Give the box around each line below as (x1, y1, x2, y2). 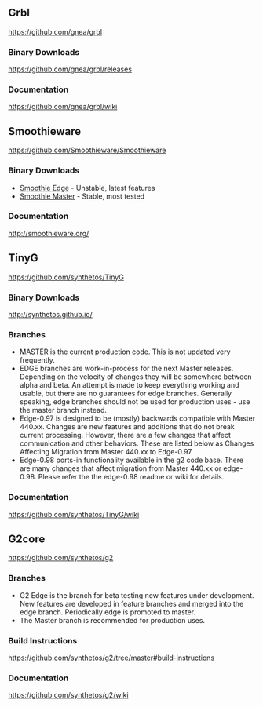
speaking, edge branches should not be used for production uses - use (19, 397, 250, 406)
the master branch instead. (19, 406, 108, 415)
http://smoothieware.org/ (8, 228, 89, 238)
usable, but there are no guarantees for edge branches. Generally (19, 388, 232, 399)
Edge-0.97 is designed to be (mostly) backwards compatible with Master (19, 414, 256, 423)
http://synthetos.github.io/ (8, 309, 93, 319)
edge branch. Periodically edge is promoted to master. (19, 607, 196, 617)
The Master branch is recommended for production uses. (19, 615, 206, 625)
